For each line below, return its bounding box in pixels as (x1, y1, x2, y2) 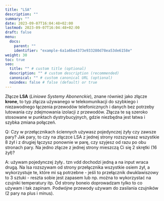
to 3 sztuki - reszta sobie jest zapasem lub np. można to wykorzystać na (5, 175, 151, 180)
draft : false (5, 30, 32, 35)
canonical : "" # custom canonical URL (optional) (9, 75, 113, 80)
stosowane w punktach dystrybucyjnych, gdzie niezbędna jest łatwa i (5, 114, 145, 120)
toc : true (5, 57, 25, 62)
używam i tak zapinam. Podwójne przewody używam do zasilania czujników (5, 185, 159, 191)
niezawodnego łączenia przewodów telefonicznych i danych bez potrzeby (5, 104, 154, 110)
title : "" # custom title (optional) (9, 67, 87, 71)
